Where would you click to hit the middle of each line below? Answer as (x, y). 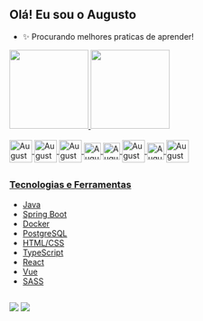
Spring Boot (45, 214)
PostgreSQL (45, 233)
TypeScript (43, 252)
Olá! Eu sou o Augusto (73, 15)
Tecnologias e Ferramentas (70, 185)
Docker (36, 224)
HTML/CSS (43, 243)
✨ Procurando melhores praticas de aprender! (108, 36)
